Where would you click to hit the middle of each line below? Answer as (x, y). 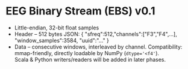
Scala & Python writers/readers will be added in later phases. (90, 59)
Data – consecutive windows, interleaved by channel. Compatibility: (98, 47)
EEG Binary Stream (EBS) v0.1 (80, 11)
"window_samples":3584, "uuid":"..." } (62, 40)
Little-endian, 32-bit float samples (57, 28)
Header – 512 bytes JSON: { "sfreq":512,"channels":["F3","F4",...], (96, 34)
